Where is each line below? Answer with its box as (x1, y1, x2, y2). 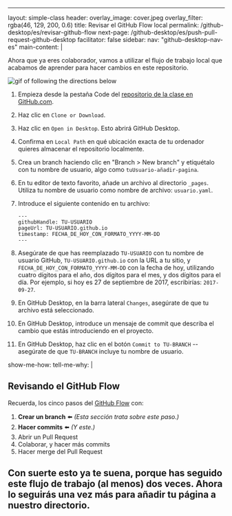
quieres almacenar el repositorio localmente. (17, 145, 145, 153)
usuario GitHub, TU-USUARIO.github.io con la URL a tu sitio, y (17, 256, 191, 264)
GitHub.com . (17, 98, 54, 105)
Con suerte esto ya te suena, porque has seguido (8, 467, 223, 479)
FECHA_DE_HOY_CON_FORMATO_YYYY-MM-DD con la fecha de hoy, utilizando (17, 264, 215, 272)
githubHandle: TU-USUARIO (17, 219, 92, 226)
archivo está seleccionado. (17, 306, 95, 314)
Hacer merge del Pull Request (17, 447, 103, 455)
